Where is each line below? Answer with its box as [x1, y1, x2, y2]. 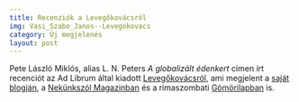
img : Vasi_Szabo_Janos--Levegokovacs [9, 22, 151, 31]
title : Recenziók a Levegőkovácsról [9, 13, 147, 23]
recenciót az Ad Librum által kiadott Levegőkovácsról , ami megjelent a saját [9, 73, 290, 84]
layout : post [9, 38, 59, 48]
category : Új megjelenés [9, 30, 103, 39]
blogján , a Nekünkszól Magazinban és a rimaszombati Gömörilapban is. [9, 82, 275, 93]
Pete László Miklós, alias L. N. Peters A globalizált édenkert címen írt [9, 63, 264, 74]
